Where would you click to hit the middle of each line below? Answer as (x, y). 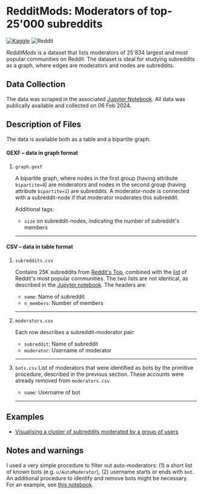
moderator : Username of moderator (68, 350)
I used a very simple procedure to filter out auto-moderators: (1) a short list (99, 465)
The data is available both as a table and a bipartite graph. (79, 139)
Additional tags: (34, 209)
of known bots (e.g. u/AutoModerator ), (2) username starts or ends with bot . (100, 472)
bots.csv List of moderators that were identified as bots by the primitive (104, 367)
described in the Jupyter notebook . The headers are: (81, 285)
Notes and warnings (45, 451)
